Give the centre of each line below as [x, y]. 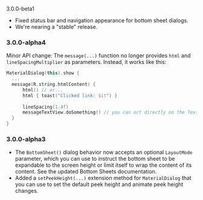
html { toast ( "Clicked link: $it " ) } [70, 95]
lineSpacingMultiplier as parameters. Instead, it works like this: [86, 62]
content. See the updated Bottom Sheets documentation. [86, 172]
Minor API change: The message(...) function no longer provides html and [98, 56]
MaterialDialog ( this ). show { [43, 73]
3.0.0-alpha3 [26, 139]
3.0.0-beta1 [20, 9]
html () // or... [43, 90]
